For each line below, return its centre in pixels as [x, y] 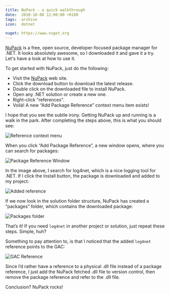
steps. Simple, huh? [26, 232]
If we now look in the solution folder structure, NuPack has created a [77, 201]
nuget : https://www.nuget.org [37, 34]
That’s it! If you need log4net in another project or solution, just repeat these [85, 226]
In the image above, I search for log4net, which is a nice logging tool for [81, 171]
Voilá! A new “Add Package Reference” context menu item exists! [81, 105]
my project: [17, 181]
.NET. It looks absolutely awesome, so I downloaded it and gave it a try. [80, 53]
